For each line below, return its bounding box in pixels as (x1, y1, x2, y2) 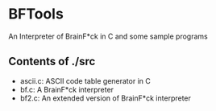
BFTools (8, 5, 64, 23)
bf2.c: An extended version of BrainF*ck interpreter (19, 93, 192, 103)
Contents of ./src (8, 55, 96, 68)
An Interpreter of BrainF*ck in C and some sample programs (8, 31, 208, 41)
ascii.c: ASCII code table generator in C (19, 76, 151, 85)
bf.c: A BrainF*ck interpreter (19, 84, 114, 94)
